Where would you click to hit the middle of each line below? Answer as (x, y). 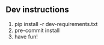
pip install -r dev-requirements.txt (56, 24)
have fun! (26, 36)
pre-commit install (37, 30)
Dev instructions (38, 10)
